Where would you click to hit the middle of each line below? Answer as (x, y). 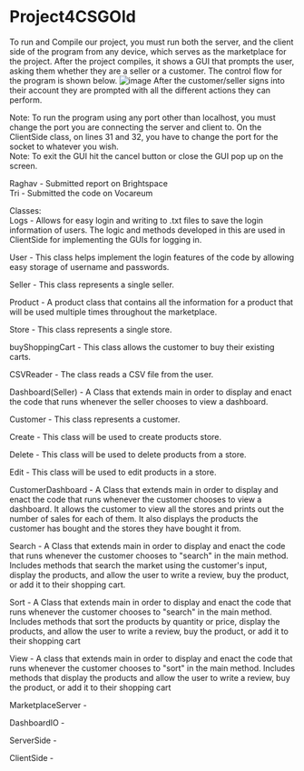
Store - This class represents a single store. (91, 329)
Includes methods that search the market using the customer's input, (138, 565)
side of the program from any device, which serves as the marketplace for (148, 51)
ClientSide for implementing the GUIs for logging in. (106, 239)
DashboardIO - (37, 722)
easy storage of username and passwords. (89, 266)
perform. (26, 100)
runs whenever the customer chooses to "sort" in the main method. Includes (152, 668)
